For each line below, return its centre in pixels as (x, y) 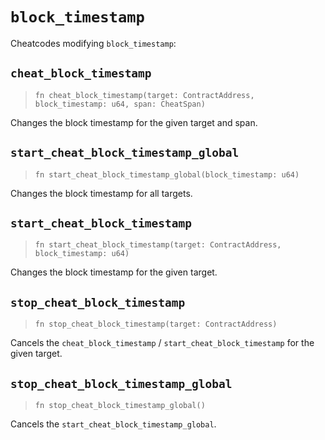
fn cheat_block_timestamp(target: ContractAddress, (144, 95)
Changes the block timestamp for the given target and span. (134, 122)
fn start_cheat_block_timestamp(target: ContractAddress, (158, 245)
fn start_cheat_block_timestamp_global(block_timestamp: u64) (167, 174)
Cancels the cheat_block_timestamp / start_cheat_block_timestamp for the (162, 343)
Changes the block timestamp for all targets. (101, 193)
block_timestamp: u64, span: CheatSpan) (120, 104)
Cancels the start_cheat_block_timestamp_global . (113, 424)
